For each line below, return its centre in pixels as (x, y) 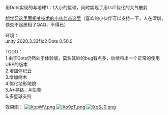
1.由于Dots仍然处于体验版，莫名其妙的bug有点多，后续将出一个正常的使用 (83, 58)
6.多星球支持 (19, 96)
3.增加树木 (16, 77)
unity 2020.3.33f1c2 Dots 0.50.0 (39, 41)
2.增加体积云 (19, 71)
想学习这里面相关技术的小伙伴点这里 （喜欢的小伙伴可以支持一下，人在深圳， (86, 18)
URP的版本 (17, 64)
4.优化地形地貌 (21, 83)
